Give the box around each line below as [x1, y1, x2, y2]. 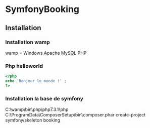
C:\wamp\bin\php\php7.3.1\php [5, 106, 69, 112]
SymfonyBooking [5, 4, 80, 15]
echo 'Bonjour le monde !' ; [5, 79, 67, 84]
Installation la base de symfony [5, 95, 83, 102]
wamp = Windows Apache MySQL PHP [5, 50, 87, 56]
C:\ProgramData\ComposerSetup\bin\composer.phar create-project [5, 112, 146, 118]
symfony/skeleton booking [5, 117, 61, 123]
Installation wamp [5, 39, 50, 46]
